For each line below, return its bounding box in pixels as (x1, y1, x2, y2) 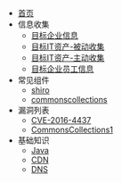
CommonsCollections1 (30, 124, 114, 135)
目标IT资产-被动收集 (30, 41, 105, 52)
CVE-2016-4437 (30, 115, 92, 125)
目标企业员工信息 (30, 63, 94, 74)
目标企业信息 (30, 30, 78, 40)
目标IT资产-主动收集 (30, 53, 105, 62)
